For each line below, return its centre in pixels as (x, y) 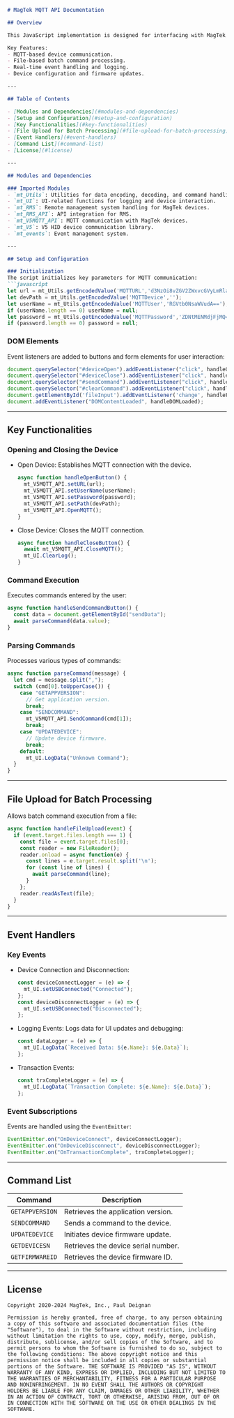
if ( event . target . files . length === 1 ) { (73, 835)
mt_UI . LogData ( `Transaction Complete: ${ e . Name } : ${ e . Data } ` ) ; (117, 1087)
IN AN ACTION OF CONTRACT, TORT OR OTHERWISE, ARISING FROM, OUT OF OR (113, 1397)
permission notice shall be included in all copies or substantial (107, 1361)
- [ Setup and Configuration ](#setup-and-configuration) (90, 118)
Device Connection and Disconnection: (73, 970)
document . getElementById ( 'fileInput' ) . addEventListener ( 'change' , (106, 395)
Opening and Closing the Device (63, 450)
